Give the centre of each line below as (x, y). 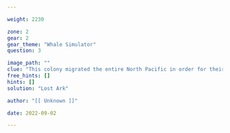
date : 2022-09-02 (32, 113)
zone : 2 (18, 31)
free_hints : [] (29, 76)
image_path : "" (29, 63)
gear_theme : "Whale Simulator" (52, 44)
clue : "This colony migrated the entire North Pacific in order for (107, 70)
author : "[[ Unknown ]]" (42, 101)
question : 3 (24, 51)
